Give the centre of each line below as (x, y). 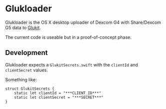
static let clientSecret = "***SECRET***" (59, 97)
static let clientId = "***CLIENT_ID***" (58, 93)
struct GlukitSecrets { (30, 89)
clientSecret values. (27, 70)
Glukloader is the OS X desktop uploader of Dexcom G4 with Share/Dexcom (83, 22)
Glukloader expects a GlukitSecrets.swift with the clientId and (72, 64)
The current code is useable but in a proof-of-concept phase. (69, 37)
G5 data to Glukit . (23, 27)
